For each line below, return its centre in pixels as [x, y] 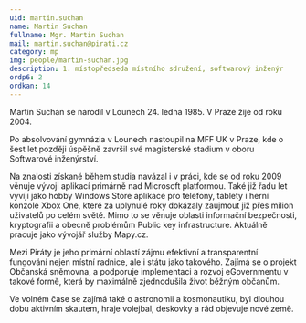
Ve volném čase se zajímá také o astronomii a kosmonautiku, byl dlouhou [147, 298]
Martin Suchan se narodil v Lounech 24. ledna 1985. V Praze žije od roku [146, 111]
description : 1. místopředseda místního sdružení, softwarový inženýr [147, 69]
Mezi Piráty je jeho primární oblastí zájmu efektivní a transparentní [134, 252]
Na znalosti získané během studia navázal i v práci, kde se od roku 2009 [146, 176]
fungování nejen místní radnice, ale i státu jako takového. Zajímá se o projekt [153, 262]
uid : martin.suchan [47, 18]
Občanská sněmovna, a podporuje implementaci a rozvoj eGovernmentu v [149, 271]
